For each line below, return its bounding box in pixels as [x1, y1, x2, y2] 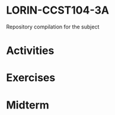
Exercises [6, 71, 56, 85]
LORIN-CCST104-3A [6, 4, 110, 17]
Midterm [6, 98, 49, 111]
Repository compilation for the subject [6, 23, 100, 30]
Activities [6, 44, 55, 57]
